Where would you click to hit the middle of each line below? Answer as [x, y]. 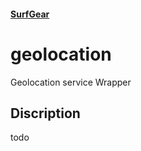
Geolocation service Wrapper [71, 82]
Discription [45, 113]
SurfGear [30, 14]
